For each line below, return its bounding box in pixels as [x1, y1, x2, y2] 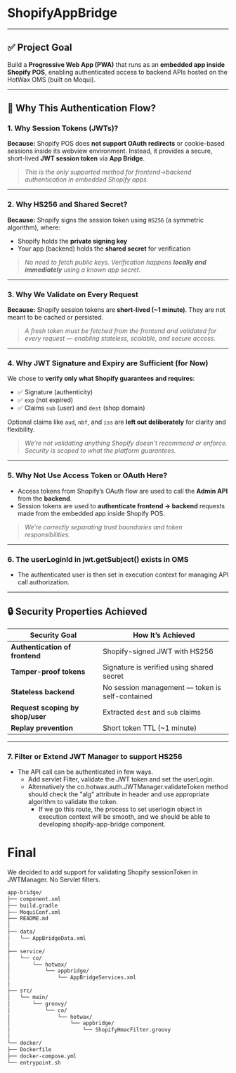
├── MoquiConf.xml [7, 908, 61, 916]
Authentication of [11, 642, 72, 652]
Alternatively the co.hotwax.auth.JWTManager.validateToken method [27, 783, 228, 791]
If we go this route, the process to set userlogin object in [38, 805, 202, 814]
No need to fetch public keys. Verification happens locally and [24, 258, 207, 266]
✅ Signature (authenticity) [17, 388, 93, 396]
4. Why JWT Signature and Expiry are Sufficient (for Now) [7, 358, 209, 368]
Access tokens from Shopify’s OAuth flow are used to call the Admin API [17, 487, 228, 495]
